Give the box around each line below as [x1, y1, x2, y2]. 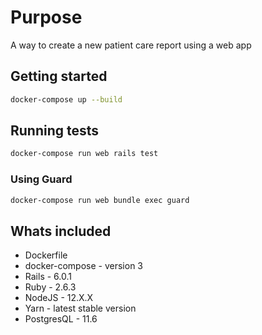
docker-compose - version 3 [24, 260, 143, 272]
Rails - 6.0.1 [24, 271, 72, 283]
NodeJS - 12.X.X [24, 292, 94, 304]
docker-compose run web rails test [10, 149, 159, 159]
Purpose [10, 6, 83, 29]
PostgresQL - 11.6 [24, 313, 98, 325]
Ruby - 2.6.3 [24, 281, 77, 293]
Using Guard [10, 172, 73, 186]
